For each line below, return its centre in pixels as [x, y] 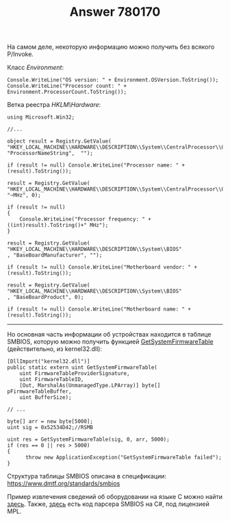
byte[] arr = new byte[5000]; [50, 422]
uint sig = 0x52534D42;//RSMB [50, 428]
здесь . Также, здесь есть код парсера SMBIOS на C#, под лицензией [108, 504]
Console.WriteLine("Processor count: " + [67, 86]
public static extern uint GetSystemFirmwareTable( [82, 367]
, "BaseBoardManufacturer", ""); [55, 255]
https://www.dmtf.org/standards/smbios [64, 483]
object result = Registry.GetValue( [59, 141]
